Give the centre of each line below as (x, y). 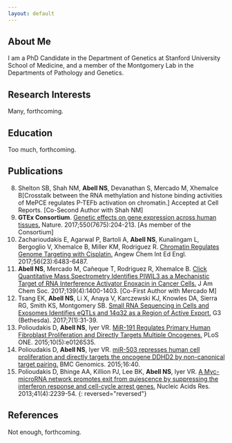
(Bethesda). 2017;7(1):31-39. (58, 320)
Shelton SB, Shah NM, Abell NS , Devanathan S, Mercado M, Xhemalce (118, 188)
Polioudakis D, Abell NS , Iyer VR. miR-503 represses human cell (109, 349)
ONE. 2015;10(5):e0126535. (57, 342)
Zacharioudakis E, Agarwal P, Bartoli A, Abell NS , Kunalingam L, (108, 239)
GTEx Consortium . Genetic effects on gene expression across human (117, 217)
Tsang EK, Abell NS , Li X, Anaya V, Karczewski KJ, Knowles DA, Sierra (118, 298)
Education (30, 133)
